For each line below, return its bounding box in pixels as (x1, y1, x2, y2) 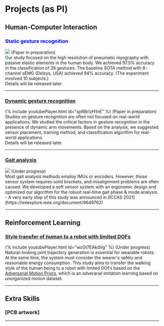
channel (5, 70, 21, 76)
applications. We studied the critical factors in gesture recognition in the (5, 119, 150, 125)
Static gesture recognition (5, 38, 68, 45)
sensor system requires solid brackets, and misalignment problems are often (5, 179, 159, 185)
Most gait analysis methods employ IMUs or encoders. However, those (5, 174, 147, 179)
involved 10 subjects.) (5, 75, 49, 81)
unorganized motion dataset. (5, 276, 63, 281)
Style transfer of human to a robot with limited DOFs (5, 233, 131, 240)
